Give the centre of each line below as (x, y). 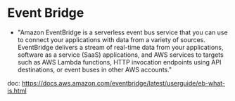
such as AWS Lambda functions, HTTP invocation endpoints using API (119, 62)
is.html (17, 90)
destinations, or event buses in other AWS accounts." (95, 69)
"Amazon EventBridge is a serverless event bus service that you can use (122, 32)
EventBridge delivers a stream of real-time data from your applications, (120, 47)
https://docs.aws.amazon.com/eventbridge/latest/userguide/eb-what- (123, 83)
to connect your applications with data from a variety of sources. (112, 39)
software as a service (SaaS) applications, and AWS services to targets (120, 55)
